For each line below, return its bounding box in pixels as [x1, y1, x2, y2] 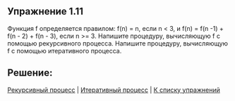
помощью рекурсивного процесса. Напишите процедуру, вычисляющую [7, 39, 228, 48]
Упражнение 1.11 [7, 6, 83, 18]
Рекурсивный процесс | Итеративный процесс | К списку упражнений [7, 86, 221, 94]
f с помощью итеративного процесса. [7, 46, 122, 55]
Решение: [7, 67, 53, 79]
